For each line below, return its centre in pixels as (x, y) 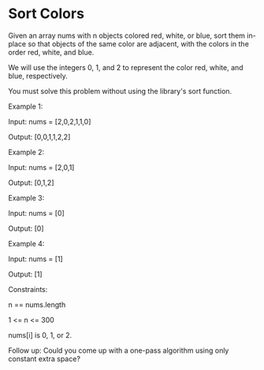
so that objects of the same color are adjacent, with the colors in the (138, 43)
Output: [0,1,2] (31, 183)
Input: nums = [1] (35, 259)
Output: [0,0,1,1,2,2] (39, 137)
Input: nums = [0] (36, 213)
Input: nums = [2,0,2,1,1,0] (50, 121)
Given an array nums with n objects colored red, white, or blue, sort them (127, 35)
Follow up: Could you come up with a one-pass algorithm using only (119, 350)
